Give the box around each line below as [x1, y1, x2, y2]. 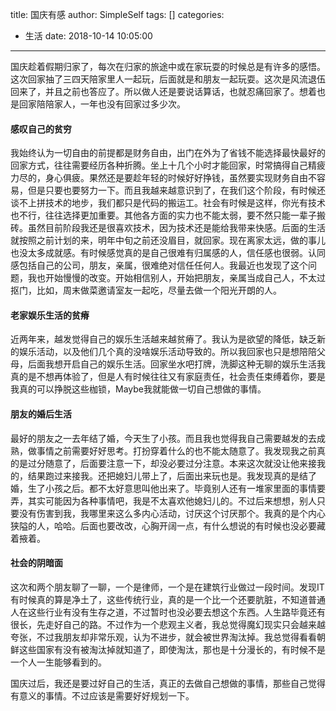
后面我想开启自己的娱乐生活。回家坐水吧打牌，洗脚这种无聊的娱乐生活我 [27, 358, 326, 370]
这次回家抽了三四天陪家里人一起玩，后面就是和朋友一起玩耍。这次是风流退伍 [10, 73, 326, 85]
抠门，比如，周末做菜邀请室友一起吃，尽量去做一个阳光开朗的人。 [10, 284, 282, 297]
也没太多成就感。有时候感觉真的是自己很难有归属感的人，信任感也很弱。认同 [10, 247, 326, 259]
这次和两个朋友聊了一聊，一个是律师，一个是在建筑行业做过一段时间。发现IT [10, 581, 325, 593]
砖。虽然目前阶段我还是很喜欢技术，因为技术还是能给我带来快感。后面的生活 [10, 222, 326, 234]
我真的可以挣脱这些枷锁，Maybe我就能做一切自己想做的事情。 [10, 383, 267, 395]
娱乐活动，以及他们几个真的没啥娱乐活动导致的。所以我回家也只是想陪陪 [18, 346, 317, 358]
